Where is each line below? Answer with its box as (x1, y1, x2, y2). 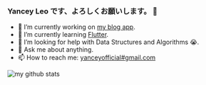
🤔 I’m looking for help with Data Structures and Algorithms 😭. (17, 38, 200, 47)
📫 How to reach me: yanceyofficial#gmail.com (17, 53, 156, 62)
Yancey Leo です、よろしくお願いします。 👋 (7, 6, 158, 16)
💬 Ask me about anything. (17, 45, 94, 54)
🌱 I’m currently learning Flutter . (17, 30, 109, 39)
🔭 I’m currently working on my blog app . (17, 23, 135, 31)
